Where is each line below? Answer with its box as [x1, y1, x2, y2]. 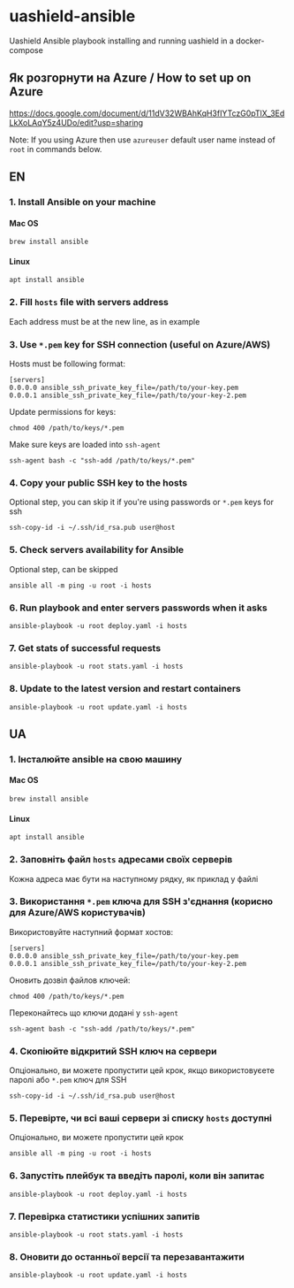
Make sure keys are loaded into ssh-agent [9, 440, 162, 450]
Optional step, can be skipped [9, 563, 118, 574]
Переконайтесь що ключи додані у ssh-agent [9, 1007, 179, 1018]
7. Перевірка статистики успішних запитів [9, 1210, 200, 1223]
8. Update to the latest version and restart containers [9, 683, 241, 695]
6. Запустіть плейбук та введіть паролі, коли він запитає [9, 1169, 265, 1182]
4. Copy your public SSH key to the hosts [9, 476, 188, 488]
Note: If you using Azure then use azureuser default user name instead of [9, 134, 275, 145]
